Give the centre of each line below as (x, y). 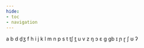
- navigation (22, 22)
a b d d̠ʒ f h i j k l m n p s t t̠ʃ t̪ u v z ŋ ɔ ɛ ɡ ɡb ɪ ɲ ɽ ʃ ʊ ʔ (72, 39)
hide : (13, 11)
